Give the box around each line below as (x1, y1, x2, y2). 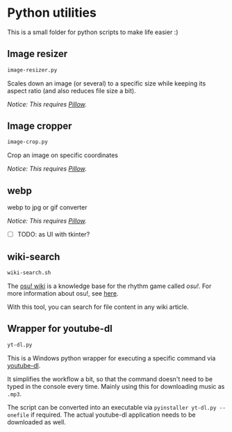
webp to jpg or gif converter (7, 203, 88, 211)
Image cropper (7, 120, 72, 132)
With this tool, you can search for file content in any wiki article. (7, 303, 189, 311)
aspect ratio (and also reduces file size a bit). (7, 86, 137, 95)
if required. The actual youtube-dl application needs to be (31, 410, 196, 419)
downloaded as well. (7, 417, 66, 426)
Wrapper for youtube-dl (7, 323, 113, 335)
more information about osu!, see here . (7, 289, 119, 297)
